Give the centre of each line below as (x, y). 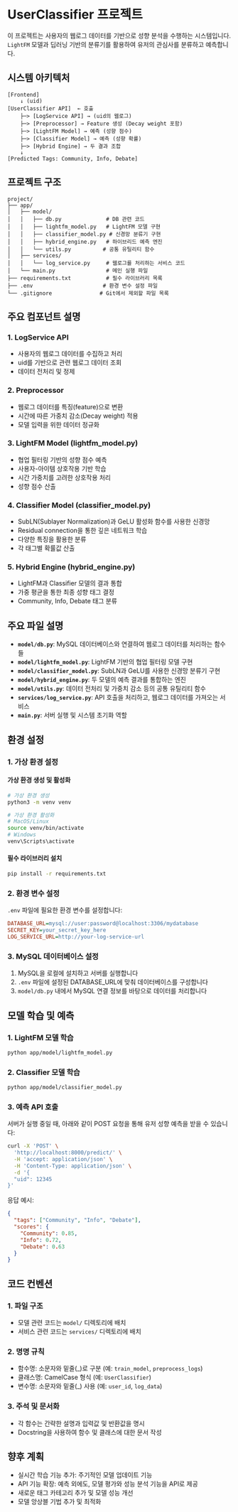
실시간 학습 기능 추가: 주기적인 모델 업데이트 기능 (85, 1475)
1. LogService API (38, 337)
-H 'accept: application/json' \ (63, 1159)
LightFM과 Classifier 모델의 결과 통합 (70, 583)
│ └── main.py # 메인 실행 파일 (78, 271)
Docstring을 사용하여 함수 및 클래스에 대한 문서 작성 (90, 1432)
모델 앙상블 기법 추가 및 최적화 (59, 1502)
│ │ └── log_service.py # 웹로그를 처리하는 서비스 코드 (96, 263)
